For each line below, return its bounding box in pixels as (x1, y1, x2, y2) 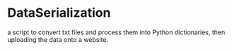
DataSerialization (7, 5, 111, 21)
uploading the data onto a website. (7, 35, 108, 43)
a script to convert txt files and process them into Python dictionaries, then (7, 28, 226, 36)
